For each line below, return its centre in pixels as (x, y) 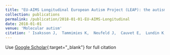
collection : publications (32, 14)
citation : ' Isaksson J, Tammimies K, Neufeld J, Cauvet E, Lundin (82, 33)
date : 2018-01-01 (24, 24)
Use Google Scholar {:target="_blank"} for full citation (61, 47)
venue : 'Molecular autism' (34, 28)
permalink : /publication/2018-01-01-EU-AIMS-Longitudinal (68, 19)
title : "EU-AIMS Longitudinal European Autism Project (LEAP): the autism (86, 10)
